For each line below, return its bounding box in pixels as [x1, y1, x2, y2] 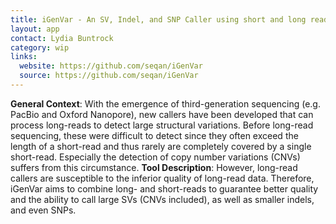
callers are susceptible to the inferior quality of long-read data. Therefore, [10, 172, 315, 184]
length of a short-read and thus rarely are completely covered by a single [10, 140, 312, 152]
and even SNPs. [10, 204, 77, 216]
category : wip [10, 42, 70, 53]
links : [10, 52, 38, 62]
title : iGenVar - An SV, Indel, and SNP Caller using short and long [10, 14, 307, 25]
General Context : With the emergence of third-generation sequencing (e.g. [10, 97, 321, 110]
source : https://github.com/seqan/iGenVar [19, 71, 199, 81]
